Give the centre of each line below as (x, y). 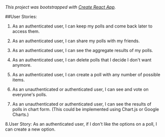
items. (18, 80)
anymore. (22, 65)
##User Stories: (21, 16)
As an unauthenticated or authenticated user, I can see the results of (82, 104)
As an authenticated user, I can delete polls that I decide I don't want (82, 60)
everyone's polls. (30, 95)
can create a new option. (30, 129)
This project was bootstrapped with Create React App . (61, 7)
